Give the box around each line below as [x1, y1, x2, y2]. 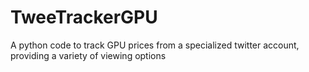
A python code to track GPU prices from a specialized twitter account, [10, 39, 300, 51]
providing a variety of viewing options [10, 49, 167, 61]
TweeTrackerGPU [10, 6, 158, 29]
